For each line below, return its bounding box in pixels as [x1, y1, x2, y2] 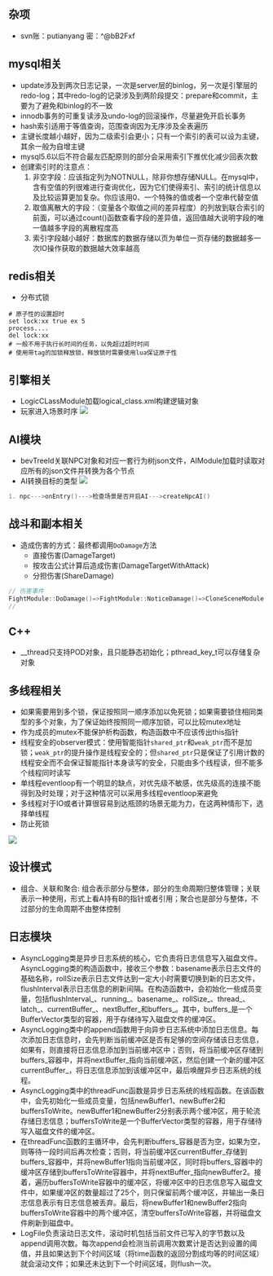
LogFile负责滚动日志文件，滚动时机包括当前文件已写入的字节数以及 [20, 1228, 245, 1238]
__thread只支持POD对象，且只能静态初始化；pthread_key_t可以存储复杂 [20, 647, 261, 658]
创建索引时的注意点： [20, 161, 92, 171]
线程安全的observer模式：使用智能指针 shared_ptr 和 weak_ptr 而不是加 [20, 737, 253, 747]
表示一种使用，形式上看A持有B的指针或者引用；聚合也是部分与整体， [20, 893, 252, 903]
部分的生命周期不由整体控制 [27, 904, 121, 913]
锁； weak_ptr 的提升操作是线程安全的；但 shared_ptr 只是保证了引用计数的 [20, 748, 265, 757]
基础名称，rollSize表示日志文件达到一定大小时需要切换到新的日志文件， [20, 973, 260, 983]
